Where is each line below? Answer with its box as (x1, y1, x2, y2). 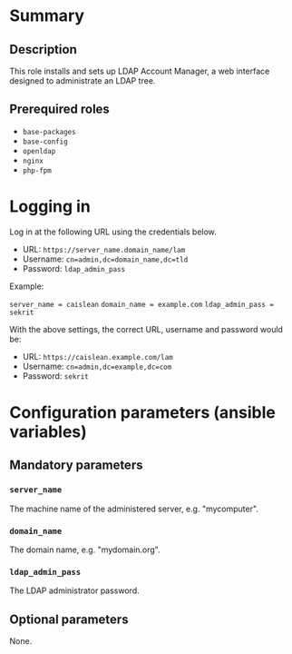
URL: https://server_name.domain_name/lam (22, 243, 186, 254)
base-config (22, 137, 68, 146)
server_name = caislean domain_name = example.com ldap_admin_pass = (9, 300, 275, 309)
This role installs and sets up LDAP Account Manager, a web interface (9, 65, 270, 76)
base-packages (22, 127, 76, 136)
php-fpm (22, 165, 52, 175)
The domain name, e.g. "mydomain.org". (9, 544, 161, 555)
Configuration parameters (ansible (9, 401, 277, 422)
